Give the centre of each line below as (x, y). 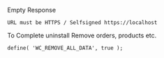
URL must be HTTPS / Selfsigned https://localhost (82, 23)
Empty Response (32, 10)
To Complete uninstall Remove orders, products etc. (82, 35)
